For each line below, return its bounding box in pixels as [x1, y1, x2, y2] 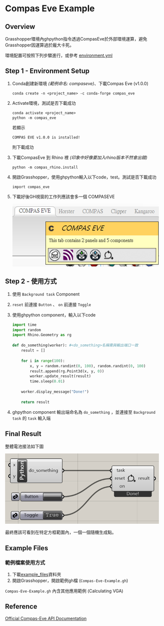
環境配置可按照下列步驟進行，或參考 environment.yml [5, 52, 113, 58]
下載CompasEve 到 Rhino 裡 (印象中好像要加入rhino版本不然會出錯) [12, 155, 147, 160]
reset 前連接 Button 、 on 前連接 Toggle [12, 301, 91, 307]
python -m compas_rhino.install [12, 165, 78, 170]
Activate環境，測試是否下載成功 [12, 100, 76, 106]
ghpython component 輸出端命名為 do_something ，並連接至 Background [12, 409, 156, 415]
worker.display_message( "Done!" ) [21, 389, 89, 394]
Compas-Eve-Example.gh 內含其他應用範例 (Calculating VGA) [5, 588, 123, 594]
